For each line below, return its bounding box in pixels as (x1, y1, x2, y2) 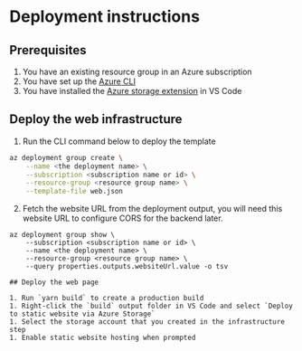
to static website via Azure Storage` (9, 309, 156, 318)
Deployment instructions (9, 6, 201, 27)
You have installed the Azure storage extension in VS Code (22, 86, 242, 96)
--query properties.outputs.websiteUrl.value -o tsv (25, 262, 229, 271)
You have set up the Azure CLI (22, 76, 136, 87)
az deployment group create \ (9, 153, 124, 162)
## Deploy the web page (9, 278, 99, 287)
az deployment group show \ (9, 231, 116, 240)
